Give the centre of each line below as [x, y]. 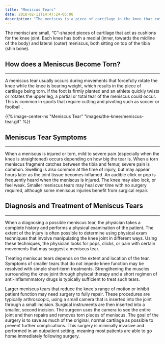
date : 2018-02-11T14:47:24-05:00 [39, 14]
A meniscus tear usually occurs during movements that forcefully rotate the [82, 81]
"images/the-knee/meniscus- [114, 116]
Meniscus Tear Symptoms [46, 137]
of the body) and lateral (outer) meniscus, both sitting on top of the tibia [78, 43]
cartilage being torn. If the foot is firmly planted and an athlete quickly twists [82, 91]
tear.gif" [13, 122]
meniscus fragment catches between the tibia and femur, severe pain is [77, 164]
